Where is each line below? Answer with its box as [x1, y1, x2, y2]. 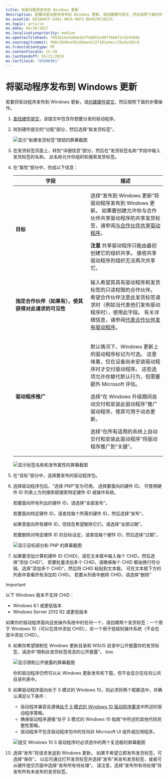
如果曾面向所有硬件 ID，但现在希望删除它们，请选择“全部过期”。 [12, 521, 145, 527]
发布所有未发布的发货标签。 [12, 769, 70, 775]
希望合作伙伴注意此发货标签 [90, 294, 156, 301]
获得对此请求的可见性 [15, 305, 66, 312]
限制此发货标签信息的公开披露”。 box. [36, 649, 115, 655]
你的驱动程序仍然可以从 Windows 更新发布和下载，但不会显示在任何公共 [12, 670, 162, 676]
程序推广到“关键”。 [90, 443, 135, 450]
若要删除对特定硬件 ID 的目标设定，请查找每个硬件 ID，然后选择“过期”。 [12, 532, 161, 538]
